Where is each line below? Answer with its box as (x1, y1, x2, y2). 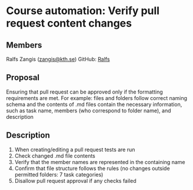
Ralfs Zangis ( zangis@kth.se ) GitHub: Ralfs (6, 56, 110, 62)
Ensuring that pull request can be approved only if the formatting (6, 88, 163, 95)
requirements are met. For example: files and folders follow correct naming (6, 94, 187, 101)
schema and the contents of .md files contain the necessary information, (6, 101, 182, 108)
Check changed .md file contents (14, 152, 95, 159)
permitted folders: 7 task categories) (14, 171, 104, 178)
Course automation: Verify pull (6, 4, 160, 18)
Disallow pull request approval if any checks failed (14, 177, 137, 184)
